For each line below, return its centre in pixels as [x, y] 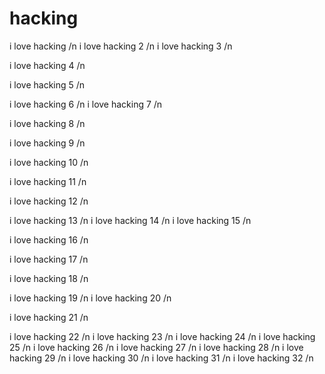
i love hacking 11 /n [48, 181]
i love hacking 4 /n [47, 65]
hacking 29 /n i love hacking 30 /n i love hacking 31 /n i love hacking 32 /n [161, 358]
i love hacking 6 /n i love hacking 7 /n [86, 104]
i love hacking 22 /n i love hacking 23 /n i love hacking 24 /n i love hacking [162, 336]
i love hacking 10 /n [49, 162]
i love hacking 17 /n [49, 259]
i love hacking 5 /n [47, 84]
